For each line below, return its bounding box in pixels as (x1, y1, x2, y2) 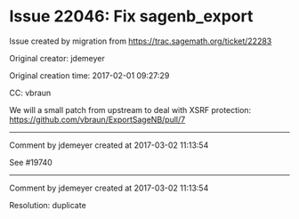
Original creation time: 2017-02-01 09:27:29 (9, 69, 170, 81)
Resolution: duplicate (9, 199, 86, 210)
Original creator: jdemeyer (9, 53, 105, 63)
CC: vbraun (9, 87, 52, 98)
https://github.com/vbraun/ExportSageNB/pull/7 (9, 114, 186, 125)
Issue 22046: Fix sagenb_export (9, 6, 254, 27)
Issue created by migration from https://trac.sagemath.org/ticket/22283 (9, 36, 272, 46)
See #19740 (9, 157, 53, 167)
